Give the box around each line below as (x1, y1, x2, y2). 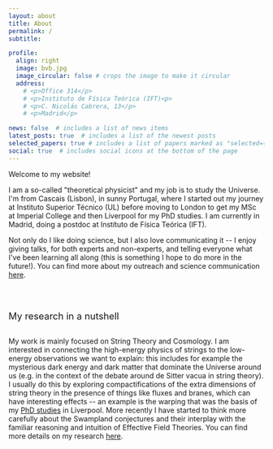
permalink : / (8, 27, 53, 35)
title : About (8, 19, 53, 28)
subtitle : (8, 34, 42, 43)
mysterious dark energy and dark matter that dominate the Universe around (8, 362, 262, 372)
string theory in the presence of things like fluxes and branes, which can (8, 387, 251, 398)
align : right (15, 57, 60, 65)
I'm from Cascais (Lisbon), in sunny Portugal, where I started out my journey (8, 193, 264, 203)
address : (15, 79, 45, 88)
